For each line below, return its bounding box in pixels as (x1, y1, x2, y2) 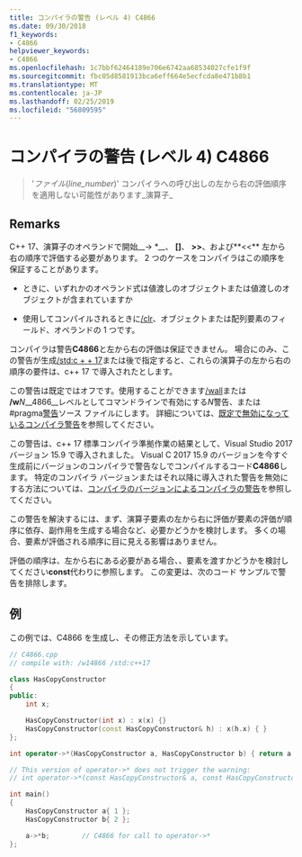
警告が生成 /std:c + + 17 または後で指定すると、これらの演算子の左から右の (16, 355, 291, 365)
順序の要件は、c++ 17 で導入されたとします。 (9, 366, 178, 376)
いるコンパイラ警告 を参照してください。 (9, 419, 159, 429)
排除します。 (24, 578, 72, 588)
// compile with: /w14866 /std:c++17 (9, 658, 151, 667)
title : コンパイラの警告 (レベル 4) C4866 (9, 13, 155, 23)
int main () (9, 789, 50, 799)
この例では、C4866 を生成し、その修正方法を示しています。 (9, 632, 234, 643)
